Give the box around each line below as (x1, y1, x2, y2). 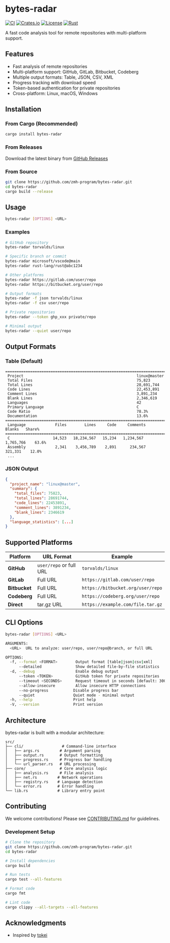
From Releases (5, 144, 42, 151)
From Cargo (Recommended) (5, 120, 78, 127)
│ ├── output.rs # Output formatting (5, 753, 103, 758)
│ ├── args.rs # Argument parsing (5, 748, 101, 753)
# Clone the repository (5, 840, 56, 845)
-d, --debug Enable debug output (10, 669, 119, 674)
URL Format (42, 553, 72, 560)
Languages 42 (7, 400, 142, 405)
